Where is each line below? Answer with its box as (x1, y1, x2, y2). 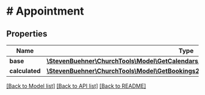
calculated (9, 67, 41, 75)
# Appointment (6, 4, 84, 18)
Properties (6, 29, 48, 39)
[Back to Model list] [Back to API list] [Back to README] (6, 82, 146, 90)
